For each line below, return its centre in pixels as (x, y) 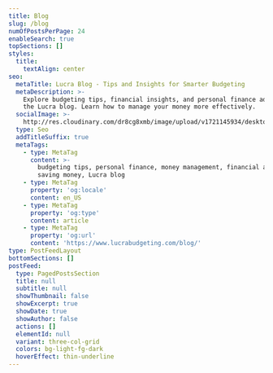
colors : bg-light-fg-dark (60, 349)
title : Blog (28, 16)
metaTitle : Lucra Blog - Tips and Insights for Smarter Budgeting (130, 84)
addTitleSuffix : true (52, 137)
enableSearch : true (41, 39)
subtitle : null (41, 289)
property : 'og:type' (65, 213)
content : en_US (56, 197)
